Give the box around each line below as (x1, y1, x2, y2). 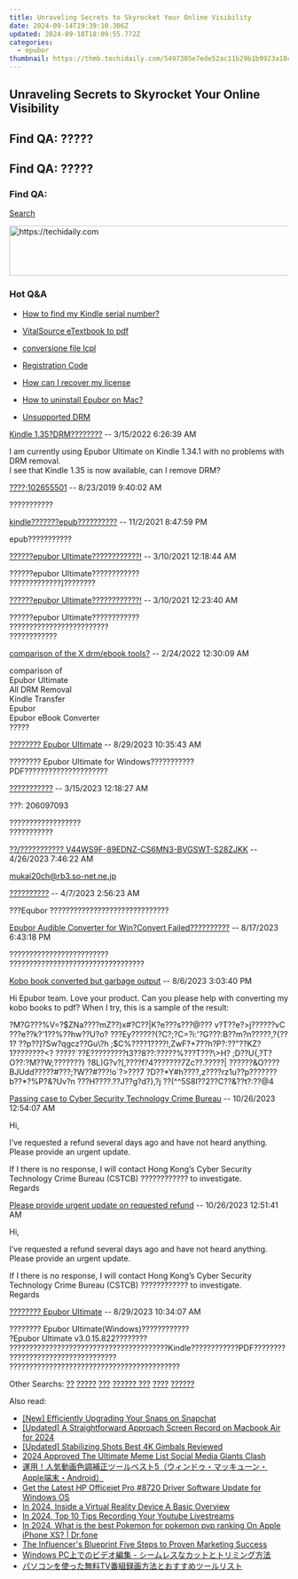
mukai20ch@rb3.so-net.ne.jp (9, 870, 117, 881)
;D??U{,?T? (231, 1047, 272, 1058)
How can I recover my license (21, 377, 131, 387)
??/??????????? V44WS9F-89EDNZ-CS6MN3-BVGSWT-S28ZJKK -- (9, 844, 258, 854)
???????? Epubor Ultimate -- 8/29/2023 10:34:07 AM (9, 1306, 201, 1317)
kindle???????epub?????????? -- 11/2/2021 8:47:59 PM (9, 516, 208, 527)
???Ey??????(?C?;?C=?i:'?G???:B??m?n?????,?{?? (110, 1028, 288, 1039)
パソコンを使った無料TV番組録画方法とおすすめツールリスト (21, 1560, 243, 1571)
